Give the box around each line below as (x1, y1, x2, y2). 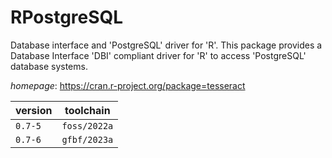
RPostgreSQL (10, 6, 124, 29)
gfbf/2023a (61, 134, 114, 145)
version (15, 103, 53, 117)
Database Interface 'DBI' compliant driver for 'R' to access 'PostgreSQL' (10, 49, 307, 61)
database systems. (10, 60, 88, 72)
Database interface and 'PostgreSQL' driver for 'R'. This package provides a (10, 39, 323, 51)
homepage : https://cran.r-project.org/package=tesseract (10, 79, 246, 91)
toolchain (64, 103, 111, 117)
